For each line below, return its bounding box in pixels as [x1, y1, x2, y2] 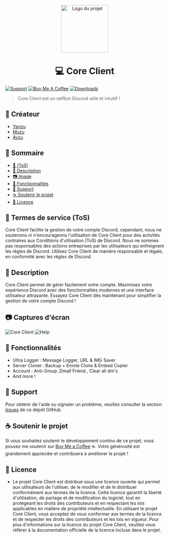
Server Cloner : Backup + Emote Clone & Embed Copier [12, 362, 128, 368]
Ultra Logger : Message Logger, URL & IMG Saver [12, 357, 116, 363]
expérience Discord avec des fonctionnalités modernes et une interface [5, 287, 154, 293]
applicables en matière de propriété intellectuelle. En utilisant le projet [12, 506, 158, 512]
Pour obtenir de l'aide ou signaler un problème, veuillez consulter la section [5, 401, 162, 407]
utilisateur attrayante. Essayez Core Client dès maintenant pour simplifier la [5, 292, 161, 299]
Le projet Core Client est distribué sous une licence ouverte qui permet [12, 479, 160, 485]
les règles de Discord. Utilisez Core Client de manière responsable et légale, [5, 248, 163, 255]
